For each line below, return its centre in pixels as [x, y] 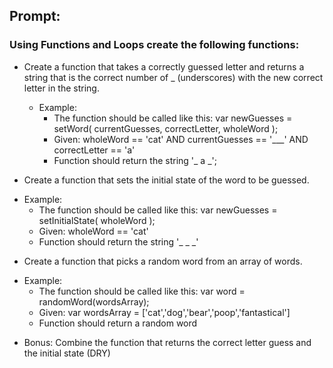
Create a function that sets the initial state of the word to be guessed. [166, 180]
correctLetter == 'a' [94, 150]
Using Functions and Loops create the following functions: [154, 45]
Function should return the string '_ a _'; [135, 160]
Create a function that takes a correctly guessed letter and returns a [164, 66]
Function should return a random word [118, 323]
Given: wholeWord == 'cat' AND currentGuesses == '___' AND [181, 139]
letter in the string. [61, 88]
